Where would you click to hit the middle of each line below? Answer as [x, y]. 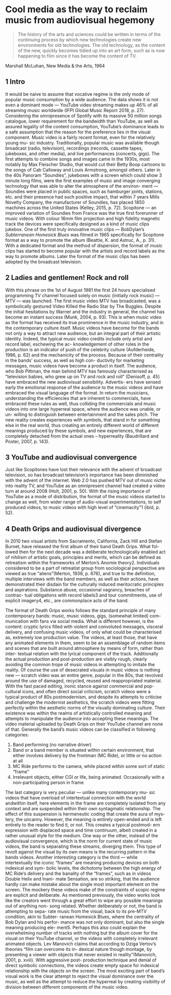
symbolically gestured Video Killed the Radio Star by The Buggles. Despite [83, 306]
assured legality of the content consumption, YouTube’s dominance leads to [85, 126]
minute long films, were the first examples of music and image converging [83, 180]
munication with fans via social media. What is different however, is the [80, 621]
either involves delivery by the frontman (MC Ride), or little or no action [87, 756]
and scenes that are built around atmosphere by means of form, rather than [84, 648]
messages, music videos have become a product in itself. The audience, [81, 365]
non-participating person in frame [48, 783]
